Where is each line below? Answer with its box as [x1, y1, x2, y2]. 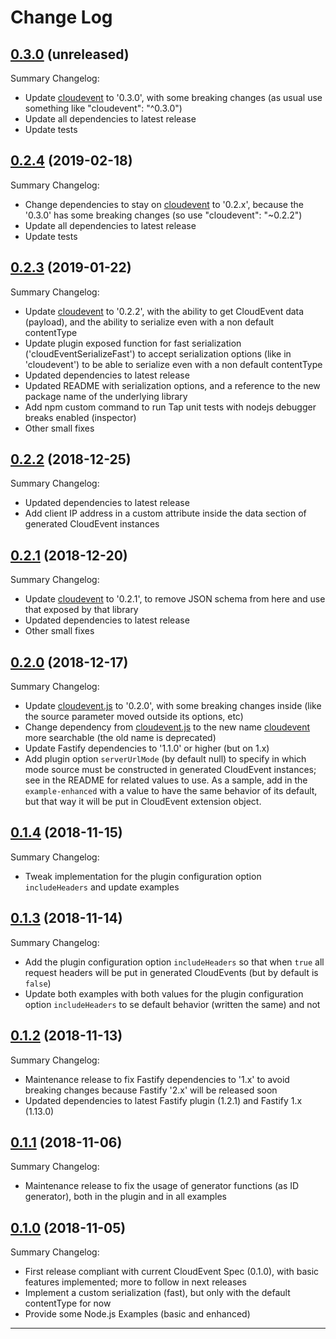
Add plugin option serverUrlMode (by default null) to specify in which [24, 753, 307, 765]
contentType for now [24, 1297, 112, 1310]
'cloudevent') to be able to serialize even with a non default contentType [24, 358, 323, 370]
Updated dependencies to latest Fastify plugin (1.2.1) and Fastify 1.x [24, 1094, 303, 1106]
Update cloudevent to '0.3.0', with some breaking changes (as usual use [24, 92, 323, 103]
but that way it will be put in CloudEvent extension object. [24, 796, 262, 808]
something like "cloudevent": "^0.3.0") [24, 102, 183, 114]
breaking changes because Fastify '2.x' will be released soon [24, 1084, 278, 1096]
